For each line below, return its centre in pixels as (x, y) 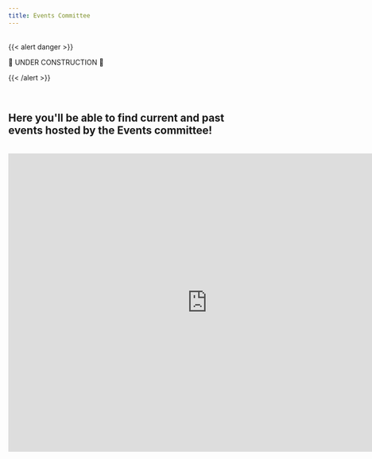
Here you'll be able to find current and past (116, 118)
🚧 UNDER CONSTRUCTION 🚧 (56, 62)
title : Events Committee (49, 16)
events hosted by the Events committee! (110, 131)
